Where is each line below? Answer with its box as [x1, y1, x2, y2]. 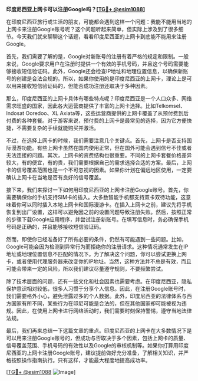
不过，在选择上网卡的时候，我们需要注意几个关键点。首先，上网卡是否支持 [6, 137, 187, 144]
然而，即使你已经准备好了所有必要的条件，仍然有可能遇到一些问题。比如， [6, 236, 187, 242]
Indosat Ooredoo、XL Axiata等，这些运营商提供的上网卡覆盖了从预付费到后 [6, 110, 189, 117]
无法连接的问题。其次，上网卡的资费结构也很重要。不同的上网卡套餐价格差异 [6, 152, 192, 159]
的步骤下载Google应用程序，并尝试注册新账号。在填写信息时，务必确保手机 [6, 216, 189, 223]
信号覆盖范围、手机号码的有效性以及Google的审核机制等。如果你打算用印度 [6, 342, 189, 349]
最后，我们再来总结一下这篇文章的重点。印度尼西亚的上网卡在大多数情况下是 [6, 327, 192, 334]
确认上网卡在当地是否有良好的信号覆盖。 [6, 174, 104, 180]
